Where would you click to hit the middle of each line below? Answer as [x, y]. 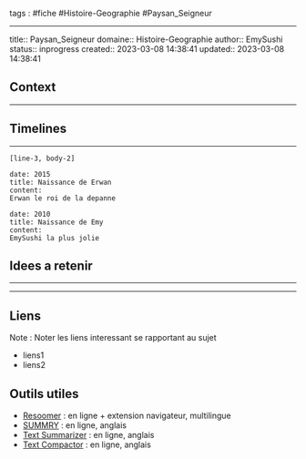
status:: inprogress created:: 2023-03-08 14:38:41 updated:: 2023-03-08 [147, 49]
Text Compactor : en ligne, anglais [87, 444]
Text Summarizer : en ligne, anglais [88, 435]
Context [33, 87]
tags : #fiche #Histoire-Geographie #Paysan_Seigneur [111, 13]
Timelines [38, 129]
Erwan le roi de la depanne [63, 198]
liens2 [34, 365]
